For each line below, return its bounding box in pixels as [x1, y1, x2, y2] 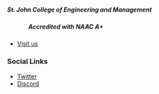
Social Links [7, 57, 48, 66]
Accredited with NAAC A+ [28, 22, 104, 31]
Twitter [16, 72, 38, 80]
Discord [16, 79, 40, 88]
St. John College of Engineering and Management [7, 5, 152, 14]
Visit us [16, 40, 38, 48]
